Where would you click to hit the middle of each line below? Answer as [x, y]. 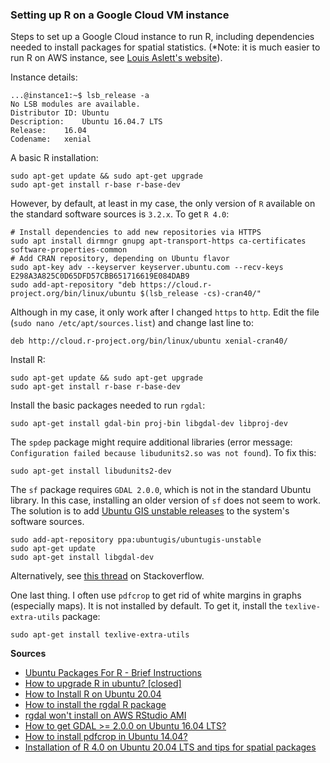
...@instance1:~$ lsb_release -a [80, 96]
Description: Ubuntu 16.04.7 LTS [86, 122]
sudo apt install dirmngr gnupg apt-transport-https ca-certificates [158, 241]
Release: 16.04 [48, 131]
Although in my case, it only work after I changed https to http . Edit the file [165, 312]
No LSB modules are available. [75, 104]
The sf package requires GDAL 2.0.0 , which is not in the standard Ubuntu [161, 490]
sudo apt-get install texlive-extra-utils [100, 635]
